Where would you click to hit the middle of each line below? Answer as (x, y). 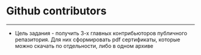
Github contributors (56, 11)
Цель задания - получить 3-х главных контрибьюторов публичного (101, 33)
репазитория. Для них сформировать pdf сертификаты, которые (98, 39)
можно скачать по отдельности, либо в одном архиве (84, 45)
